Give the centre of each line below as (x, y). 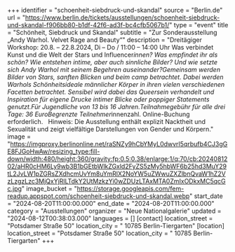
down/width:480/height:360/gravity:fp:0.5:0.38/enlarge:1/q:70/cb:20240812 (117, 159)
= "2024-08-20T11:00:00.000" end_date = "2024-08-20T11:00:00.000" (111, 203)
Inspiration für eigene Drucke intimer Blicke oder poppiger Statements (108, 99)
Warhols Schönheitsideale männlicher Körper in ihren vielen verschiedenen (116, 84)
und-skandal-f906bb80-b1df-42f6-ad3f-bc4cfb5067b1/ (88, 25)
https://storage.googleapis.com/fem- (130, 189)
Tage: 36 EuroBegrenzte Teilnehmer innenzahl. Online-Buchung (99, 114)
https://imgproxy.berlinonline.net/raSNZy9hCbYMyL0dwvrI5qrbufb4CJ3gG (119, 144)
